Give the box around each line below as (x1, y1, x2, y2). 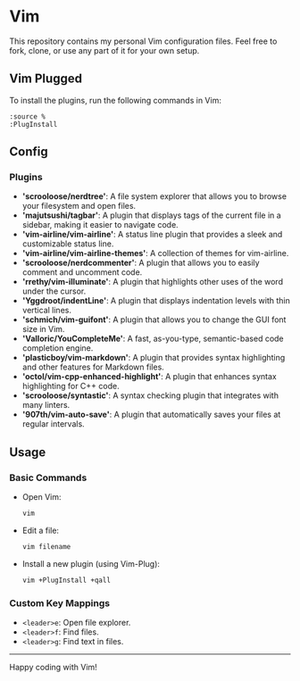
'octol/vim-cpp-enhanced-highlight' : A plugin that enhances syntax (21, 371, 277, 382)
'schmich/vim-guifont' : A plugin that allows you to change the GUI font (21, 314, 287, 325)
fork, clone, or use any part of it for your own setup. (9, 45, 200, 55)
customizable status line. (21, 238, 114, 249)
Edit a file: (21, 525, 60, 536)
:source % (9, 112, 46, 121)
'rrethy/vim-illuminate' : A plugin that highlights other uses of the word (21, 277, 284, 287)
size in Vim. (21, 324, 65, 335)
